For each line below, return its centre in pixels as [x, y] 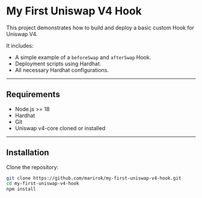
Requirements [33, 94]
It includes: [20, 46]
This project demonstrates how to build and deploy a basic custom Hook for [100, 28]
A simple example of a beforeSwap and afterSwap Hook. [83, 57]
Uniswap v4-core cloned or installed [60, 128]
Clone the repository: [32, 167]
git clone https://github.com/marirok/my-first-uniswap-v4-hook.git [94, 178]
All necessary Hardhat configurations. [62, 70]
